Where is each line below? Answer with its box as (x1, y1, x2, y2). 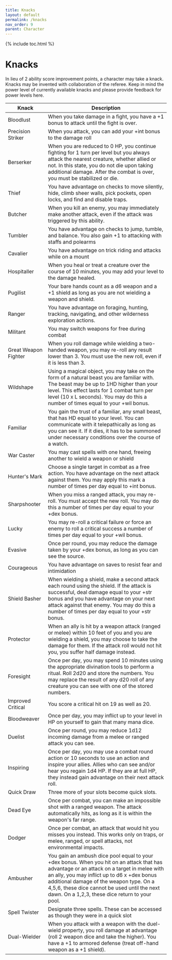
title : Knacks (5, 7, 36, 13)
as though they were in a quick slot (48, 912, 132, 919)
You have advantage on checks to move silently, (48, 183, 164, 190)
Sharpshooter (8, 501, 41, 508)
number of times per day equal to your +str (48, 608, 151, 615)
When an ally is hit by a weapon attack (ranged (48, 623, 161, 630)
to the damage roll (48, 134, 92, 141)
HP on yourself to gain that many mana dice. (48, 718, 155, 726)
